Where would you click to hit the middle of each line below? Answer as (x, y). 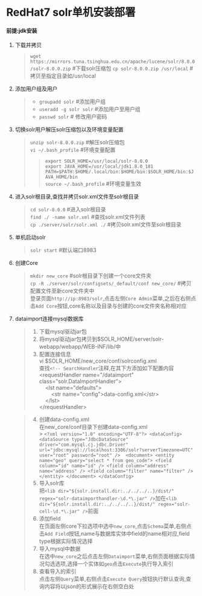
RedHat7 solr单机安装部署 (71, 12)
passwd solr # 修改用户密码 (73, 117)
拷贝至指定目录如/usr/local (63, 76)
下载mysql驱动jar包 (63, 332)
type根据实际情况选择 (66, 541)
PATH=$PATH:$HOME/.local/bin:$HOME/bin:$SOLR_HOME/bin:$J (119, 172)
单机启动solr (30, 237)
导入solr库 (52, 483)
